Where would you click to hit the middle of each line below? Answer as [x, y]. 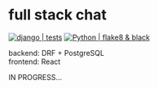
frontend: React [35, 61]
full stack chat [58, 15]
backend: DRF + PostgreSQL [56, 53]
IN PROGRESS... [35, 77]
